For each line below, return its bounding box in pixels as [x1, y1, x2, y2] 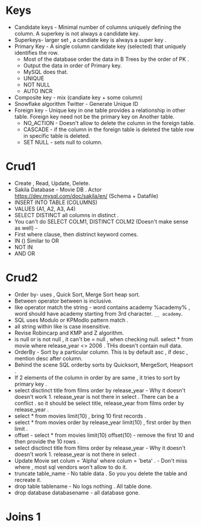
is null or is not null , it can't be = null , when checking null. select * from [14, 335, 193, 343]
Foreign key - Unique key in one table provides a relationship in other [14, 106, 186, 114]
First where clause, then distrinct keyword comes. [14, 230, 138, 238]
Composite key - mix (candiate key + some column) [14, 94, 143, 101]
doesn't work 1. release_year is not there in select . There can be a [14, 393, 179, 400]
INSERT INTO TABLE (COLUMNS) [14, 199, 97, 206]
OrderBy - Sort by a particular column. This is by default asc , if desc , [14, 348, 188, 356]
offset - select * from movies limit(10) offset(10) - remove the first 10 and [14, 431, 194, 439]
